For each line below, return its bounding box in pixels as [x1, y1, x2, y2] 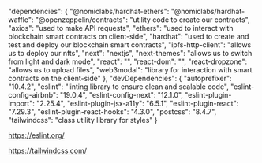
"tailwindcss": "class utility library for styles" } [8, 116, 158, 124]
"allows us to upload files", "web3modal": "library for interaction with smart [8, 65, 253, 74]
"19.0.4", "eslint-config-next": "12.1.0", [59, 91, 184, 99]
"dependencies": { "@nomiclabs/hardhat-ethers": [8, 7, 170, 16]
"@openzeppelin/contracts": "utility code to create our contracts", [35, 15, 250, 24]
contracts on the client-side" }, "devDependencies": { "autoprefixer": [8, 74, 232, 83]
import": [8, 98, 36, 108]
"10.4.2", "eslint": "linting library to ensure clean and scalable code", [8, 82, 229, 91]
